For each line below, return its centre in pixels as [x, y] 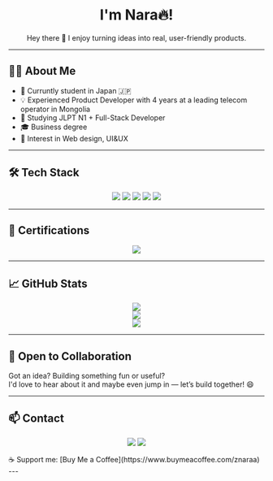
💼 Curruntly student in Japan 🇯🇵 [76, 90]
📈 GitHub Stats [48, 283]
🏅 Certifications [49, 230]
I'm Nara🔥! [136, 15]
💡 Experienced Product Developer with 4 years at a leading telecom [134, 100]
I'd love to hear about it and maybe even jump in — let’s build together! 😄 [131, 384]
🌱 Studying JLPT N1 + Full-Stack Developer [93, 117]
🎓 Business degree [54, 127]
